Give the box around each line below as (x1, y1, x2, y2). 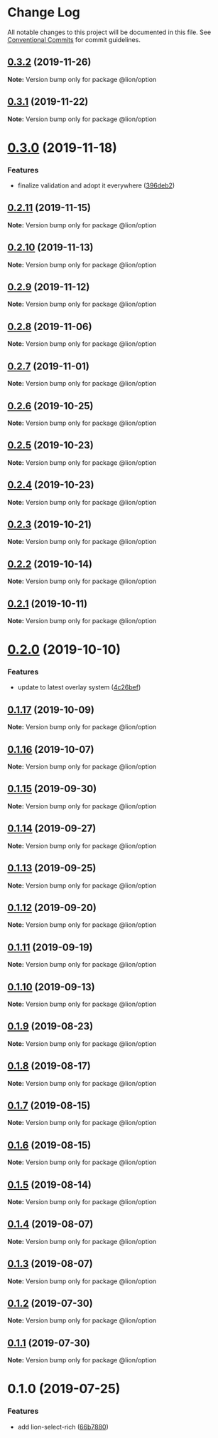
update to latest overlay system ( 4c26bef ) (17, 683, 141, 692)
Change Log (7, 4, 80, 21)
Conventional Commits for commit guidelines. (7, 35, 141, 43)
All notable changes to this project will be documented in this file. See (7, 28, 212, 36)
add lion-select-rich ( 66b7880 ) (17, 1422, 109, 1431)
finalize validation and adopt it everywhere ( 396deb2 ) (17, 181, 175, 190)
